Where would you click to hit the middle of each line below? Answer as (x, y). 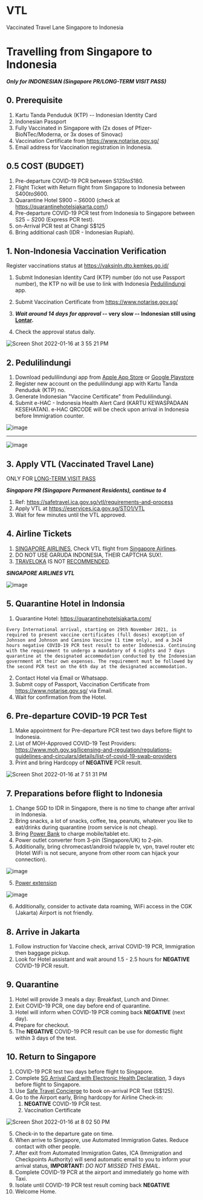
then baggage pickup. (42, 953)
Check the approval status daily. (55, 332)
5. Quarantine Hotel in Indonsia (66, 604)
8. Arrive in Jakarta (43, 932)
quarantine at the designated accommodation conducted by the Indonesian (101, 656)
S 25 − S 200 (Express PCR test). (55, 219)
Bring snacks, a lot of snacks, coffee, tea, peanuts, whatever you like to (104, 821)
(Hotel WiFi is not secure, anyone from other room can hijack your (97, 853)
